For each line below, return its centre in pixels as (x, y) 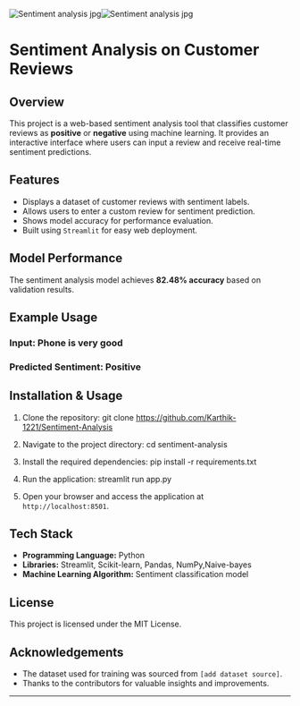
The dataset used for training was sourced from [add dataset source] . (152, 674)
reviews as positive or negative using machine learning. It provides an (139, 133)
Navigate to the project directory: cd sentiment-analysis (125, 444)
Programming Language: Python (83, 556)
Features (34, 180)
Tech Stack (41, 534)
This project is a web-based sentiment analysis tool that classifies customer (149, 123)
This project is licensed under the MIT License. (96, 624)
